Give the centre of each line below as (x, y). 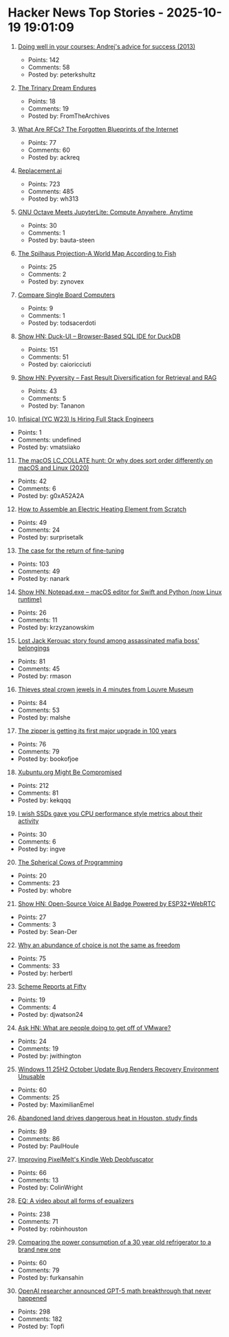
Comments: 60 (49, 150)
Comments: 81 (38, 793)
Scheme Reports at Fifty (52, 986)
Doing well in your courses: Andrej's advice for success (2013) (106, 46)
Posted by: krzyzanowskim (56, 627)
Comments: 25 (39, 1097)
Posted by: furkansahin (51, 1277)
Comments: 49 (39, 571)
